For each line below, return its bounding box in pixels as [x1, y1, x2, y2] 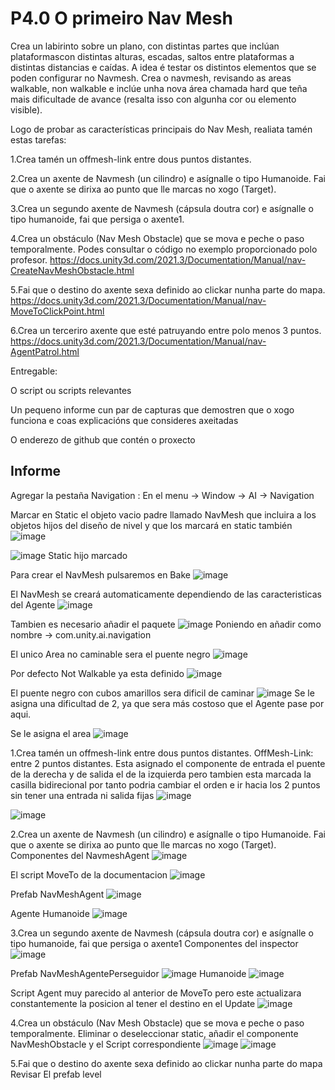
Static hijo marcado [48, 549, 128, 561]
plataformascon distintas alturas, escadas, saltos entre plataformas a [10, 50, 295, 62]
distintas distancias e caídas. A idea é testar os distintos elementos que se [10, 61, 317, 73]
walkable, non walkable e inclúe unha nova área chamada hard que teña [10, 82, 308, 94]
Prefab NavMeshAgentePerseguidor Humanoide [10, 967, 247, 979]
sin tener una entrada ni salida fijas [10, 789, 155, 801]
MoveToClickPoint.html [10, 305, 105, 317]
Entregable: [10, 365, 58, 377]
